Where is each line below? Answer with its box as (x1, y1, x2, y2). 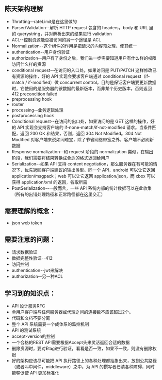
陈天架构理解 (4, 5, 43, 13)
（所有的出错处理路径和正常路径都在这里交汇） (11, 191, 105, 197)
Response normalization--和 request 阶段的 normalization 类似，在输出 (11, 148, 154, 154)
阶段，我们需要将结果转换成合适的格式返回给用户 (11, 155, 110, 161)
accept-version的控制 (11, 333, 55, 339)
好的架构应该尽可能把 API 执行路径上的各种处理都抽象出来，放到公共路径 (11, 358, 157, 363)
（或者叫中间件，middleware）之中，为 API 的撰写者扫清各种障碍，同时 (11, 364, 155, 370)
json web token (11, 220, 42, 226)
